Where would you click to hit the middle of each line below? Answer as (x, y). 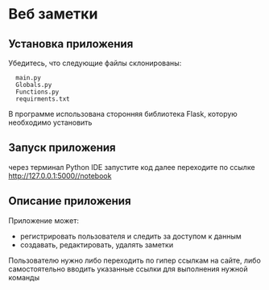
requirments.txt (43, 99)
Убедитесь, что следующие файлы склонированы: (95, 63)
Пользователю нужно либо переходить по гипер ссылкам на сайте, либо (135, 260)
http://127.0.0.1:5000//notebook (60, 176)
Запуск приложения (62, 148)
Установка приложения (71, 44)
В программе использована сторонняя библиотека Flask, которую (123, 114)
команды (24, 277)
